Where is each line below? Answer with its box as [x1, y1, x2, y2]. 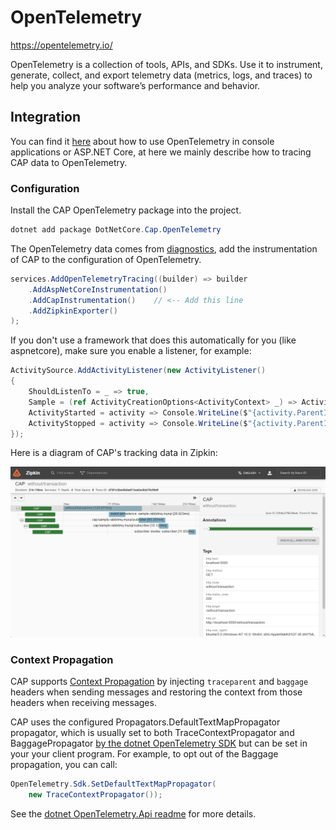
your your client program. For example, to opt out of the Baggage [10, 748, 279, 760]
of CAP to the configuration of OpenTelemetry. [10, 253, 202, 265]
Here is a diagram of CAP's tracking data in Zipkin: [10, 447, 218, 459]
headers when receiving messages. [10, 697, 157, 709]
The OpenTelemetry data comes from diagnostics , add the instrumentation [10, 242, 318, 255]
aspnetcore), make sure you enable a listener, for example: [10, 345, 252, 357]
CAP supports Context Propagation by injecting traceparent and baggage [10, 676, 309, 688]
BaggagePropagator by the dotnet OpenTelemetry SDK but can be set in [10, 737, 308, 750]
